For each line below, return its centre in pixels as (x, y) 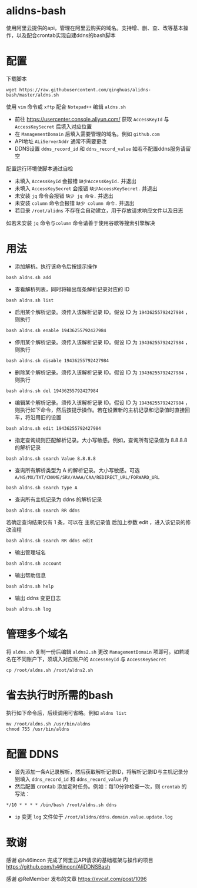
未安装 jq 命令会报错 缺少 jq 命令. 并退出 (64, 196)
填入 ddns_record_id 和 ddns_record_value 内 (74, 779)
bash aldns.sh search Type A (42, 488)
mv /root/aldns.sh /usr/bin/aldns (49, 724)
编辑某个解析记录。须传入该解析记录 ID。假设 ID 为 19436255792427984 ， (102, 402)
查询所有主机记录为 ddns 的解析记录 (58, 499)
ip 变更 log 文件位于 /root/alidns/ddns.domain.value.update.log (94, 816)
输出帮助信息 (30, 575)
